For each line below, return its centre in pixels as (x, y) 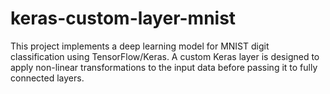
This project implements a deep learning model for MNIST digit (140, 46)
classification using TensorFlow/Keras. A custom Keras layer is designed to (165, 56)
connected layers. (47, 78)
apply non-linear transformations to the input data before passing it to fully (164, 67)
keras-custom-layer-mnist (123, 18)
